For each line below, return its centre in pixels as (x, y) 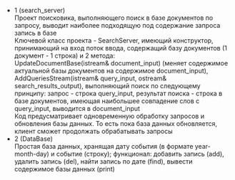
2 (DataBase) (34, 139)
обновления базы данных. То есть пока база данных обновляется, (116, 123)
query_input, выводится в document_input (77, 108)
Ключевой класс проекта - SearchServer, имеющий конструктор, (114, 41)
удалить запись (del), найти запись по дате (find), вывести (103, 162)
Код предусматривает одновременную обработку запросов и (109, 116)
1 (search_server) (40, 10)
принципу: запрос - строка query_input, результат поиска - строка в (118, 93)
